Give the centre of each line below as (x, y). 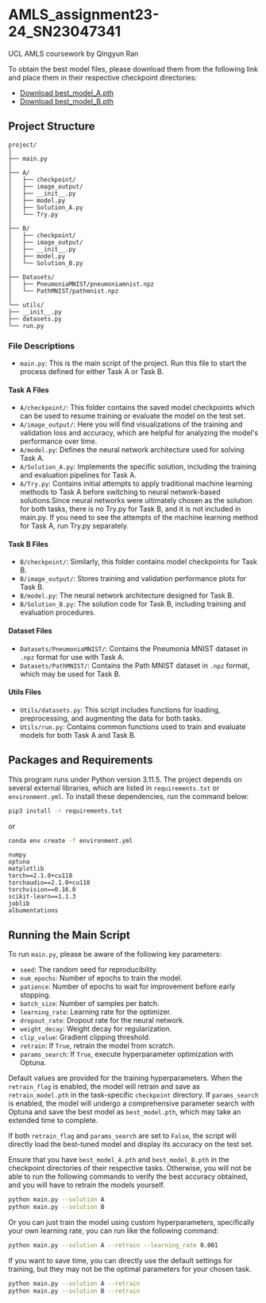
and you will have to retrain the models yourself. (87, 1185)
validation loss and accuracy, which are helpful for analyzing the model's (139, 433)
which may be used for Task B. (70, 673)
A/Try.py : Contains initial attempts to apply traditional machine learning (136, 484)
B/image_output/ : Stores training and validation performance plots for (133, 579)
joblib (19, 904)
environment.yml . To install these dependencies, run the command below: (129, 796)
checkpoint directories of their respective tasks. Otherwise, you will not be (130, 1168)
